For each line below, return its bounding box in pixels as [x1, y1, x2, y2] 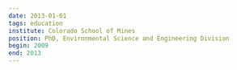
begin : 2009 [8, 42, 49, 50]
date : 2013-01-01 [8, 11, 67, 20]
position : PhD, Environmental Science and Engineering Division [8, 34, 230, 43]
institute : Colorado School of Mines [8, 27, 136, 35]
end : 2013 [8, 49, 42, 57]
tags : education [8, 19, 63, 27]
